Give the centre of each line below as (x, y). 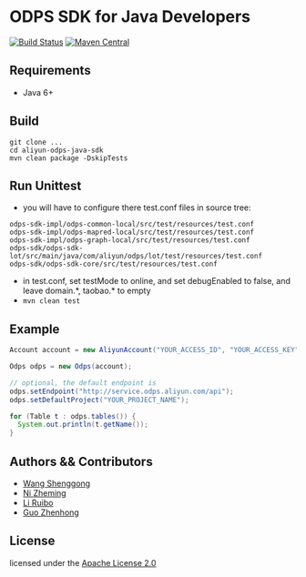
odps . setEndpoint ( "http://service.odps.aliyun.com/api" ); (122, 391)
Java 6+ (38, 92)
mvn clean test (51, 301)
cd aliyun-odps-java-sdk (56, 150)
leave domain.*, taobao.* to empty (87, 291)
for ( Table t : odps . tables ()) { (73, 416)
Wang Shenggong (56, 483)
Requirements (50, 71)
